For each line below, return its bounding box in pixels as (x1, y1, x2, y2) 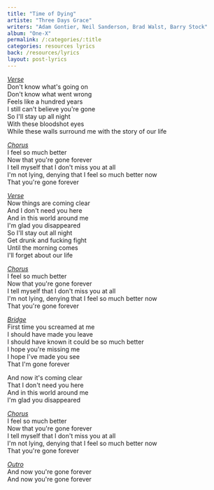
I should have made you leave (7, 330, 93, 338)
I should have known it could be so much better (7, 337, 145, 346)
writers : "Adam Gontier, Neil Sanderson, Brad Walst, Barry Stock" (7, 23, 208, 30)
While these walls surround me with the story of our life (7, 127, 167, 135)
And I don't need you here (7, 206, 83, 214)
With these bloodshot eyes (7, 120, 85, 128)
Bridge (7, 315, 27, 323)
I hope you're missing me (7, 344, 80, 353)
